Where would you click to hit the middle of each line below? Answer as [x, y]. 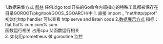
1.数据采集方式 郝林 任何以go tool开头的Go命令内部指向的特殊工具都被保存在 [82, 7]
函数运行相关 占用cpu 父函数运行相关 [42, 30]
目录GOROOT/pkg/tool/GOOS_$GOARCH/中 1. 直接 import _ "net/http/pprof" [81, 13]
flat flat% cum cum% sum [31, 25]
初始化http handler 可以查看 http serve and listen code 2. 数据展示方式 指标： [82, 19]
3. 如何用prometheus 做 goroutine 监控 [44, 36]
